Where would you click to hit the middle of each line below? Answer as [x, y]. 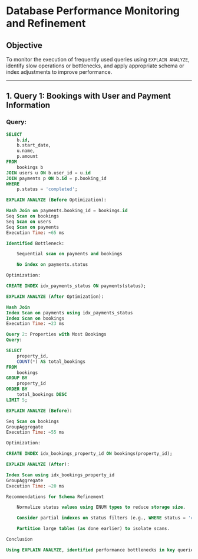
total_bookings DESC [42, 395]
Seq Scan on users [29, 222]
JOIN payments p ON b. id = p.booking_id [57, 178]
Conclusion [19, 539]
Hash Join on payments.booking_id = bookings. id [67, 211]
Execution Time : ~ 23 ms [35, 324]
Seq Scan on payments [33, 227]
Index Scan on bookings [35, 318]
